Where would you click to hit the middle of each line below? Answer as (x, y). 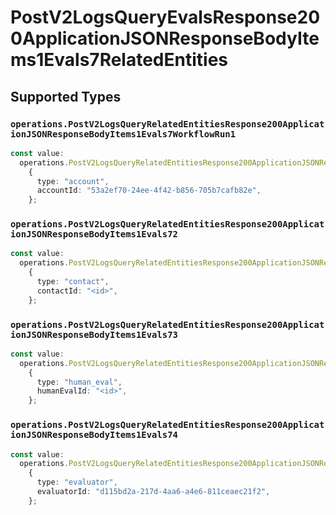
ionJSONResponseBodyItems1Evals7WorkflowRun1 (123, 134)
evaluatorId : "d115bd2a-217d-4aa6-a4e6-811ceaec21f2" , (153, 492)
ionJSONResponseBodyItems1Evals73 (94, 334)
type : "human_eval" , (79, 382)
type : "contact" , (73, 282)
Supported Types (66, 96)
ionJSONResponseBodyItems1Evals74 (94, 435)
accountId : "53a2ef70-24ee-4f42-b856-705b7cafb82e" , (149, 191)
